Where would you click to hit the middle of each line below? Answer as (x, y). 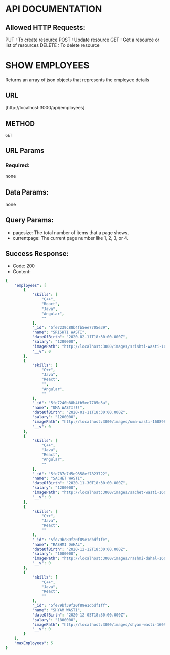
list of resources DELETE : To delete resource (52, 45)
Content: (22, 271)
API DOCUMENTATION (54, 9)
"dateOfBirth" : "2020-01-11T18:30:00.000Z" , (80, 413)
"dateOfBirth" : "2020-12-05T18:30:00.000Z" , (80, 615)
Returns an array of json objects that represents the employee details (77, 80)
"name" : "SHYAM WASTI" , (57, 610)
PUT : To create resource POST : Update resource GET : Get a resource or (82, 40)
